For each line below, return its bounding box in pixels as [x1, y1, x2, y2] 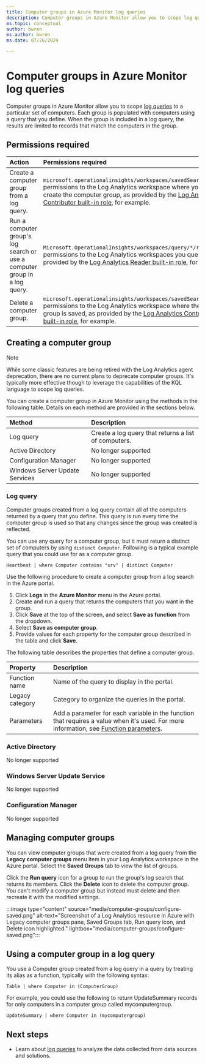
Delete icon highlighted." [6, 924, 68, 932]
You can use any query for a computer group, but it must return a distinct [6, 537, 190, 545]
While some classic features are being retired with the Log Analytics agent [6, 366, 193, 373]
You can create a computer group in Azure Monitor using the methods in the [6, 397, 198, 404]
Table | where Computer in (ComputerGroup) [6, 984, 119, 990]
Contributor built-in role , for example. [43, 198, 151, 206]
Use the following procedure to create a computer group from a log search [6, 573, 194, 580]
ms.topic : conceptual [6, 20, 62, 26]
